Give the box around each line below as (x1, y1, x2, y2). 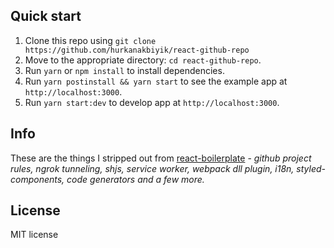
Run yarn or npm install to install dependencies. (24, 64, 225, 76)
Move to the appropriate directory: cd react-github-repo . (24, 54, 262, 66)
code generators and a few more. (66, 173, 205, 185)
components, (10, 173, 65, 185)
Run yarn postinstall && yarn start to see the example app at (24, 75, 288, 87)
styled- (296, 162, 326, 174)
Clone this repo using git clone (24, 34, 157, 46)
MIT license (10, 229, 59, 241)
